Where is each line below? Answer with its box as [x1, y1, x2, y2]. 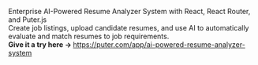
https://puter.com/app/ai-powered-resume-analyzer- [73, 40, 246, 49]
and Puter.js [8, 15, 47, 24]
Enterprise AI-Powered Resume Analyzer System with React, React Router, [8, 7, 251, 16]
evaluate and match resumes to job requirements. [8, 31, 170, 41]
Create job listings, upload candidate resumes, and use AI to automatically [8, 23, 249, 32]
